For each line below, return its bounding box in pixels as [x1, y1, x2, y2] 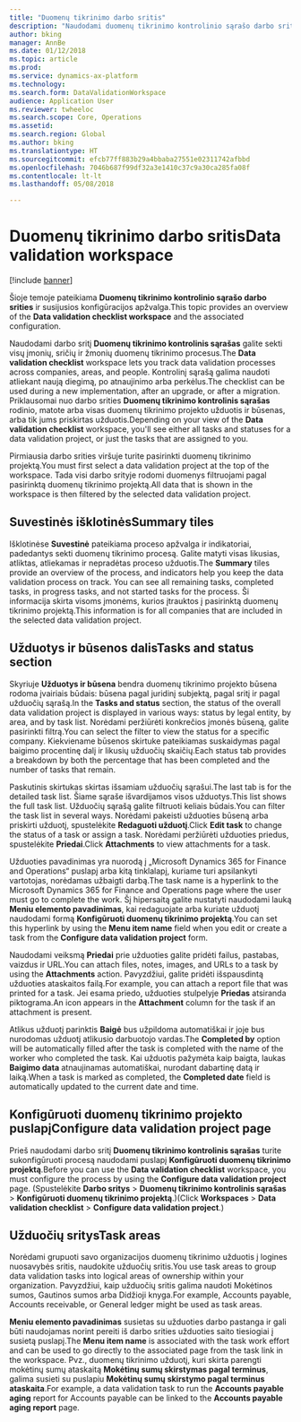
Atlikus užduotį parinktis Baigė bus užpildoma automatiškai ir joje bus [9, 1023, 265, 1035]
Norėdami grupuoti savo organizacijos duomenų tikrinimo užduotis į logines [9, 1252, 288, 1263]
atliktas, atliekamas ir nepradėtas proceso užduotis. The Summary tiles [9, 557, 271, 568]
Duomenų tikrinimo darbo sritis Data [9, 226, 281, 246]
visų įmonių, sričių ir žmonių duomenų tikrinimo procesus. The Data [9, 348, 257, 358]
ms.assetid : [9, 122, 54, 131]
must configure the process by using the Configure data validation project [9, 1173, 287, 1184]
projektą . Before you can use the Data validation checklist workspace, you [9, 1164, 287, 1175]
